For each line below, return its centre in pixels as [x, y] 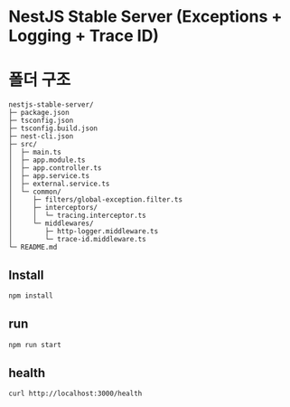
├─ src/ [23, 145]
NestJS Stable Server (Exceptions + [145, 17]
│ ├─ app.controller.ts [55, 168]
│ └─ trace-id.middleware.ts [77, 240]
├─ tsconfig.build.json [53, 128]
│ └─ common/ [35, 192]
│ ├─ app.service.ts [49, 176]
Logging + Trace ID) [84, 36]
